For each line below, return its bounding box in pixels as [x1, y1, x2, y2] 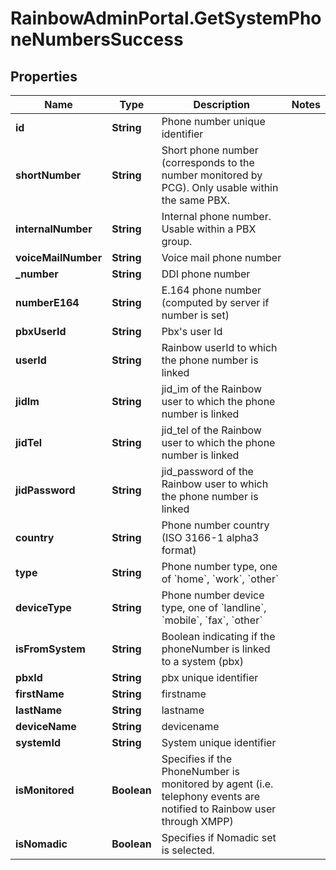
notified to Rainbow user [161, 802, 277, 816]
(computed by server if [161, 296, 270, 309]
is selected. [161, 843, 215, 857]
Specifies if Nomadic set [161, 831, 277, 844]
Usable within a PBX [161, 222, 257, 236]
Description [193, 98, 250, 111]
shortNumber [15, 168, 82, 182]
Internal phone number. [161, 210, 272, 223]
